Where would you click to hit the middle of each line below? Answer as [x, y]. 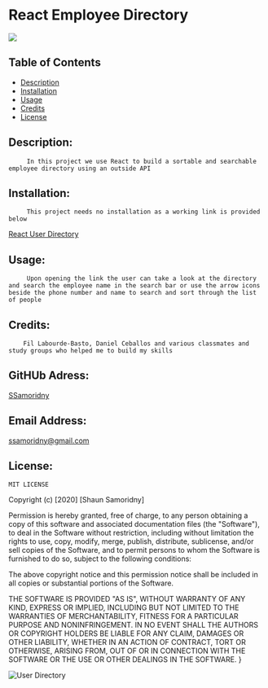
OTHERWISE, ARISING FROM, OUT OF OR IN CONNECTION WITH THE [127, 651]
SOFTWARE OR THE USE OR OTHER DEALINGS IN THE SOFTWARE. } [125, 660]
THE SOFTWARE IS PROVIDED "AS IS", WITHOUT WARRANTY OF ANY [127, 599]
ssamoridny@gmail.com [49, 440]
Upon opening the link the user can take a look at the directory [141, 278]
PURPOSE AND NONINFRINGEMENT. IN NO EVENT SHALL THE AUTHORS [134, 625]
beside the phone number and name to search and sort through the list [132, 293]
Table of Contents [55, 63]
